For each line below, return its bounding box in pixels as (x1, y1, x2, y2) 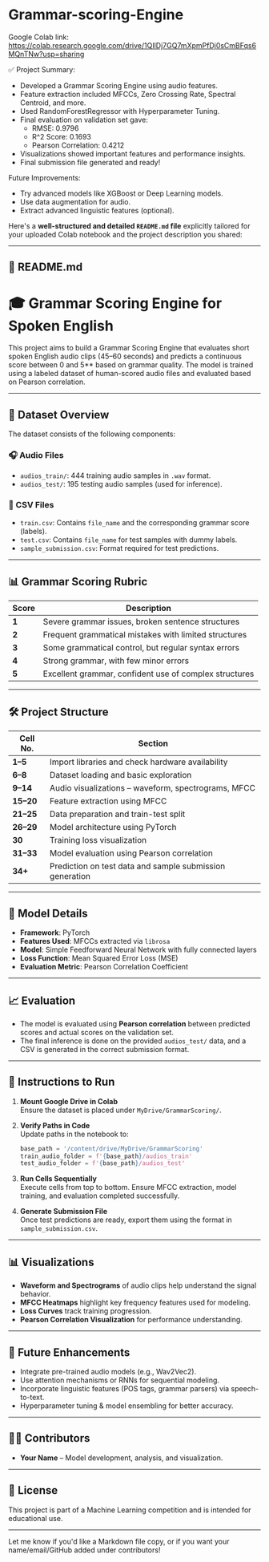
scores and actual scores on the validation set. (19, 1027, 175, 1037)
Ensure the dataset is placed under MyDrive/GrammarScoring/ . (19, 1105, 222, 1115)
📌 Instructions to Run (8, 1075, 115, 1089)
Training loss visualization (49, 835, 147, 846)
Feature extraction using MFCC (49, 795, 167, 807)
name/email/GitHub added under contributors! (8, 1545, 161, 1555)
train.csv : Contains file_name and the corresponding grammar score (19, 517, 250, 527)
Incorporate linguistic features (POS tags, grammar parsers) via (19, 1383, 230, 1393)
